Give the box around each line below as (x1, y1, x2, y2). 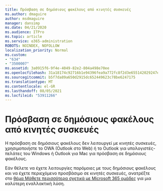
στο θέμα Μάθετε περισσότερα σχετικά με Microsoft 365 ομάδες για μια (5, 175, 151, 181)
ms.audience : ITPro (5, 30, 45, 35)
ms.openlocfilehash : (5, 70, 47, 75)
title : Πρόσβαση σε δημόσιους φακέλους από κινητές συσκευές (5, 7, 131, 12)
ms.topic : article (5, 35, 42, 39)
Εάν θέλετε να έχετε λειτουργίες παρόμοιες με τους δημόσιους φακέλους (5, 165, 156, 171)
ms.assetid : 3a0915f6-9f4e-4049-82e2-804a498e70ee (5, 66, 110, 71)
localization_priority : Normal (5, 48, 68, 52)
